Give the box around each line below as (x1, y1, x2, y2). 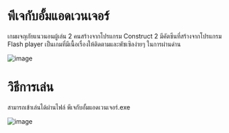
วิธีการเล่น (7, 79, 54, 95)
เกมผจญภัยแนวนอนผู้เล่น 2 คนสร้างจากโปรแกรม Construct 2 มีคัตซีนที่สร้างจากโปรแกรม (7, 31, 222, 40)
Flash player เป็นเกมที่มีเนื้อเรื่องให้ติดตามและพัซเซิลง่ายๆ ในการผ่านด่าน (7, 40, 181, 48)
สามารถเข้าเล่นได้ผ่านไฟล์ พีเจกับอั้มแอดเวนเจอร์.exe (7, 102, 130, 111)
